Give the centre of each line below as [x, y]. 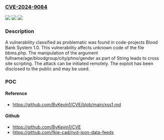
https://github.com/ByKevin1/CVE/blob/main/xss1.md [67, 104]
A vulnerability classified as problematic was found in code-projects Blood [82, 42]
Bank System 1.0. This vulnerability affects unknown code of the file [75, 47]
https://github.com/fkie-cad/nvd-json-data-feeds [63, 132]
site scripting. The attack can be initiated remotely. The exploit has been [79, 63]
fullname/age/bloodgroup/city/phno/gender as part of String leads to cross [82, 58]
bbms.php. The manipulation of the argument [52, 53]
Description [20, 31]
